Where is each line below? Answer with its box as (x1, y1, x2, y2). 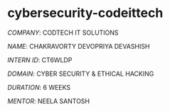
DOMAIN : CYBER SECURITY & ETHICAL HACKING (7, 69, 154, 78)
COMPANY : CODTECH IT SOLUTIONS (7, 28, 119, 37)
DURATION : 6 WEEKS (7, 83, 71, 91)
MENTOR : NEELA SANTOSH (7, 97, 90, 105)
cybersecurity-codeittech (7, 5, 164, 21)
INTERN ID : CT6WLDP (7, 55, 73, 64)
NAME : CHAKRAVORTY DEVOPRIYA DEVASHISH (7, 42, 150, 50)
